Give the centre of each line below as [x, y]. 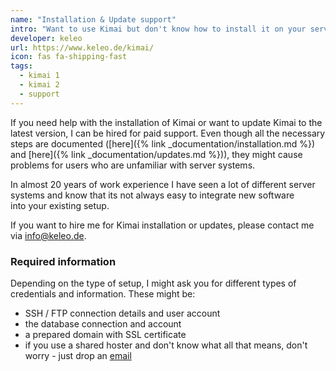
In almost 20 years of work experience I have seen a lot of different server [163, 184]
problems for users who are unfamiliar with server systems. [133, 165]
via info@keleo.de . [48, 235]
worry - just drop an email [78, 355]
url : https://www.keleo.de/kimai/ [82, 47]
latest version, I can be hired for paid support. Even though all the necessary [168, 133]
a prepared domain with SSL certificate [105, 334]
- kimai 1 [39, 76]
